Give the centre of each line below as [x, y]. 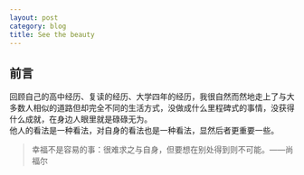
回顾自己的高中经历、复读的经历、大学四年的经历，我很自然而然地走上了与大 [152, 97]
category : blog [38, 26]
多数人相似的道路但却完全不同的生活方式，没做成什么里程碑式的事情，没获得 [152, 108]
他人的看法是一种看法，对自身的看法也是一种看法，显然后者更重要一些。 [144, 131]
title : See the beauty [52, 34]
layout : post [34, 18]
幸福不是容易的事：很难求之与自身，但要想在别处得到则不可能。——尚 [162, 150]
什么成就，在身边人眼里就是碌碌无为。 [81, 119]
